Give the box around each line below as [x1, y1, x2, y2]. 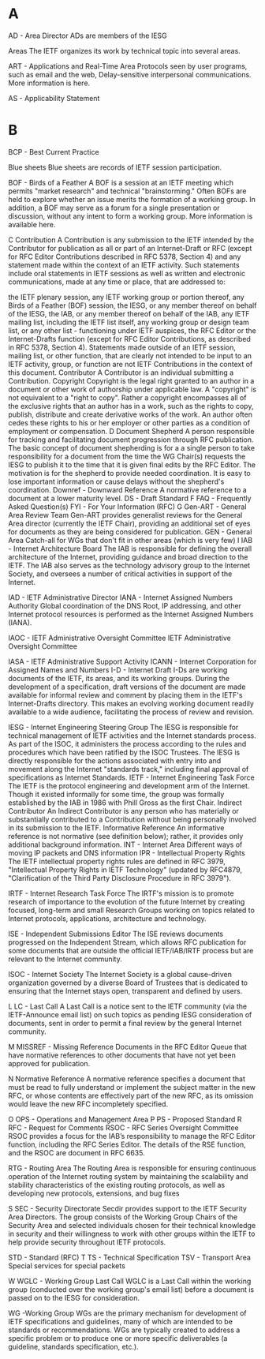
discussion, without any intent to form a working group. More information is [8, 211, 253, 221]
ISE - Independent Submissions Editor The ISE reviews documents [8, 929, 224, 938]
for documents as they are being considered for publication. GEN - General [8, 526, 252, 537]
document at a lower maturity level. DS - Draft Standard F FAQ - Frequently [8, 493, 252, 503]
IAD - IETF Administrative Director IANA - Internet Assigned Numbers [8, 593, 233, 602]
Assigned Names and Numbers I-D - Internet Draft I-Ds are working [8, 665, 228, 675]
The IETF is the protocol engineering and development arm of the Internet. [8, 781, 250, 790]
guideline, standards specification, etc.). [8, 1342, 140, 1351]
